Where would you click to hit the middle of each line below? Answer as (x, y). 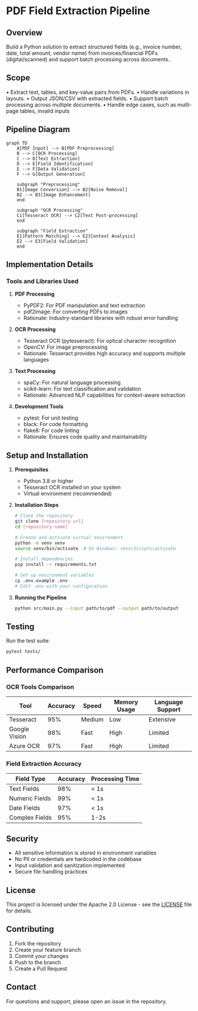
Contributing (30, 929)
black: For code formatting (56, 424)
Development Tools (39, 407)
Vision (18, 736)
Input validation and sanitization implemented (70, 865)
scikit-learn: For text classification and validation (82, 389)
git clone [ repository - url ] (49, 521)
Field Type (31, 779)
